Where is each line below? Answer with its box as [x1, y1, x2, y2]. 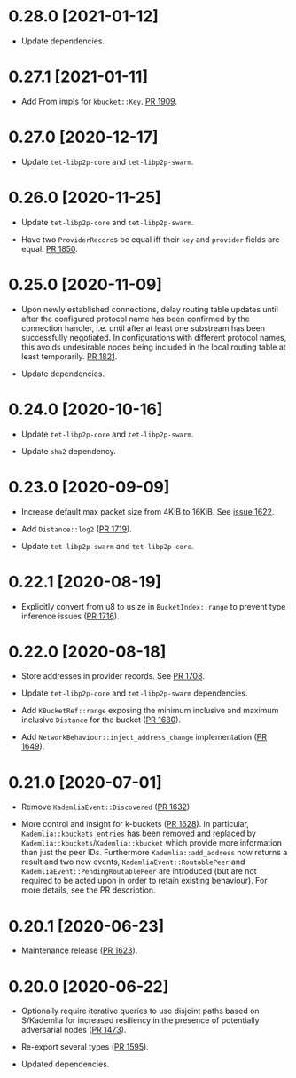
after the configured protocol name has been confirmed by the [20, 313, 250, 324]
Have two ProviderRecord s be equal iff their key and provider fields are [20, 233, 280, 245]
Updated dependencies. [20, 1058, 110, 1070]
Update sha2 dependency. [20, 445, 117, 456]
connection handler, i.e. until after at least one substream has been [20, 322, 265, 334]
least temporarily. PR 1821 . [20, 350, 118, 361]
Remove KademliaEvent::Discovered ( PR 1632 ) [20, 801, 191, 813]
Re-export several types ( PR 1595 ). [20, 1042, 150, 1052]
